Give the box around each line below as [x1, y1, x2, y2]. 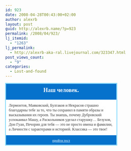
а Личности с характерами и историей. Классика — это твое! [9, 127, 108, 132]
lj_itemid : [5, 36, 28, 41]
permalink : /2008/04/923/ [5, 31, 60, 36]
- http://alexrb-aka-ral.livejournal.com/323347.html [10, 50, 126, 55]
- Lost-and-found [10, 69, 47, 74]
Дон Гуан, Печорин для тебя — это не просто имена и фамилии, [9, 122, 113, 127]
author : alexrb [5, 17, 38, 22]
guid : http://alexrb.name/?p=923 [5, 26, 76, 32]
